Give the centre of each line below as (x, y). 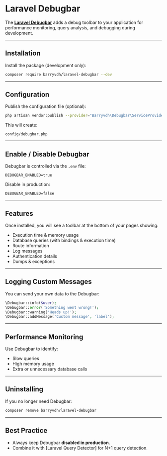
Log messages (27, 251)
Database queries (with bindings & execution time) (64, 240)
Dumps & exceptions (34, 261)
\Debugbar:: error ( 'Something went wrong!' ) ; (52, 307)
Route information (31, 245)
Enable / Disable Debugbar (47, 154)
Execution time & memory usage (45, 235)
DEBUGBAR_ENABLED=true (29, 175)
